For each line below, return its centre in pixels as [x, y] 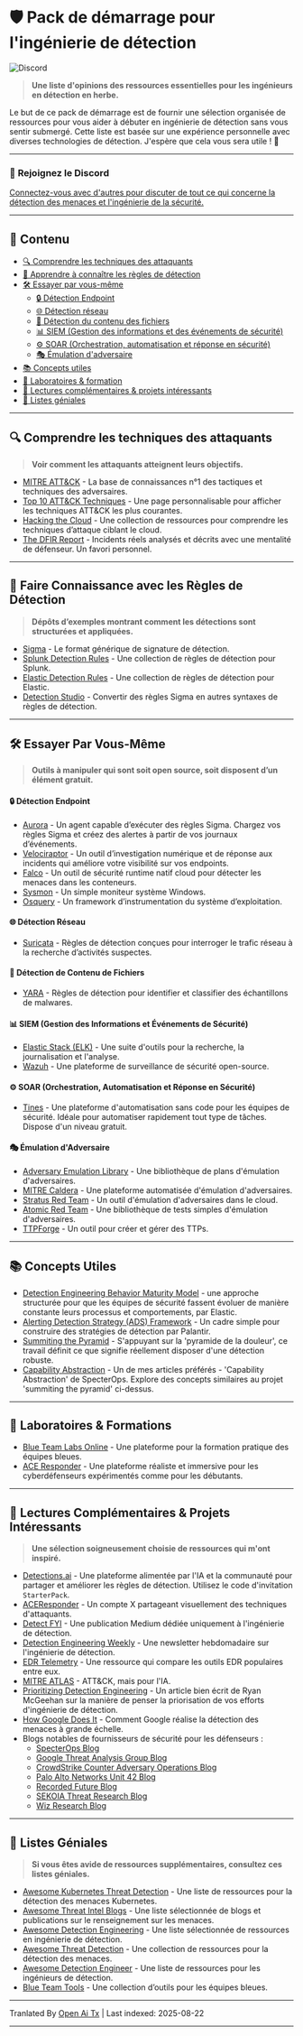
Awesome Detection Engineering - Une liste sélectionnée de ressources [156, 1930]
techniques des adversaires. [75, 491]
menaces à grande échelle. [73, 1729]
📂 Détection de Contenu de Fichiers [77, 973]
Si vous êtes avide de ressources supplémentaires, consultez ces [156, 1864]
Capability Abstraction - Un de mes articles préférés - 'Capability [143, 1369]
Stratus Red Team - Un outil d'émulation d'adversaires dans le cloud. [150, 1199]
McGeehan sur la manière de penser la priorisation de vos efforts [143, 1700]
